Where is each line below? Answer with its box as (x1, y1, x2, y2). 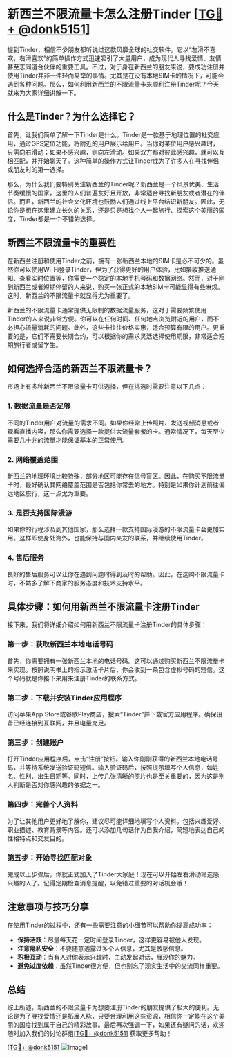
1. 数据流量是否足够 (7, 401, 71, 411)
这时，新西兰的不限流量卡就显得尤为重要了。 (7, 291, 135, 299)
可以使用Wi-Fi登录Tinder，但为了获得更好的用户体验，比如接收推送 (19, 265, 211, 274)
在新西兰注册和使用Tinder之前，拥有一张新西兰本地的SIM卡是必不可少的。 (7, 256, 219, 265)
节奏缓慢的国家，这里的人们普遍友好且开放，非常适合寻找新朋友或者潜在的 (7, 188, 219, 197)
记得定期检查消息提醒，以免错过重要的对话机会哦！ (43, 879, 188, 887)
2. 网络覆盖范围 (7, 455, 59, 464)
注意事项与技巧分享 (7, 901, 89, 913)
